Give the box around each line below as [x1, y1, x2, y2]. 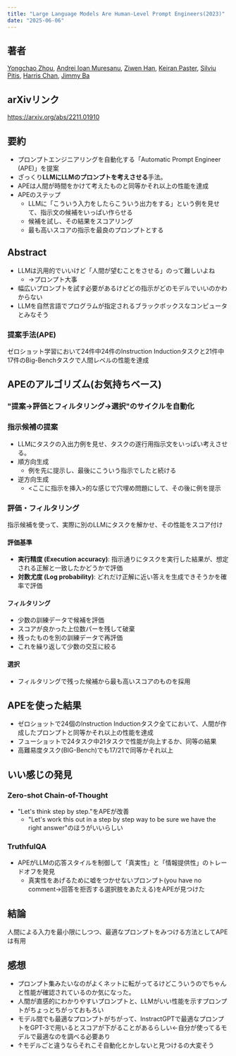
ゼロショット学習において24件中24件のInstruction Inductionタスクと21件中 [7, 347, 225, 356]
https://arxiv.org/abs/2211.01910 [7, 113, 100, 121]
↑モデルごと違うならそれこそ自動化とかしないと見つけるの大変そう [17, 1040, 215, 1049]
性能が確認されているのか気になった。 [23, 988, 135, 996]
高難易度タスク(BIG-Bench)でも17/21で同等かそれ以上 [17, 746, 174, 755]
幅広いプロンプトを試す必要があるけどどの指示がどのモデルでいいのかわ [17, 284, 228, 292]
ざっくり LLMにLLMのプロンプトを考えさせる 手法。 [17, 172, 167, 181]
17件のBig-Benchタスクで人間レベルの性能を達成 [7, 356, 149, 364]
